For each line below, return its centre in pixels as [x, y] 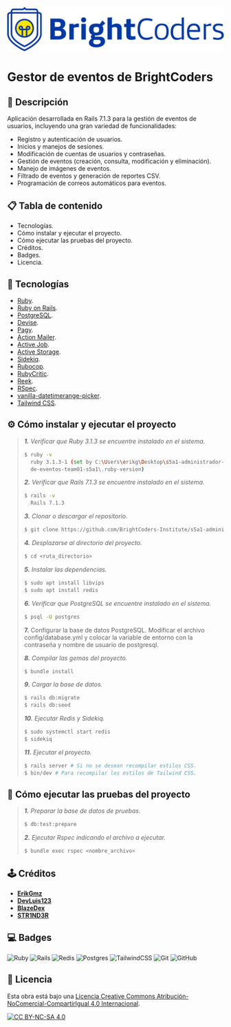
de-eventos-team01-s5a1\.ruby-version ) [88, 469]
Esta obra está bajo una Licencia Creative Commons [81, 996]
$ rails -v [40, 496]
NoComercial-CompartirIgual [48, 1003]
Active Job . [33, 344]
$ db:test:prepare [50, 825]
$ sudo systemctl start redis [67, 732]
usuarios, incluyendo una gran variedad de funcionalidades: [92, 126]
